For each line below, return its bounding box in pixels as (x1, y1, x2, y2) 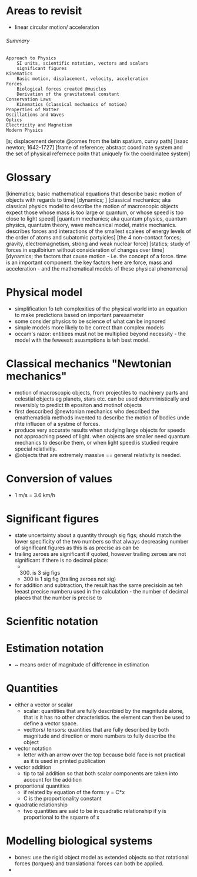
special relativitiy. (14, 445, 57, 452)
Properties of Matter (6, 107, 59, 113)
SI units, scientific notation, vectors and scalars (16, 61, 149, 66)
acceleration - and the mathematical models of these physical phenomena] (6, 265, 188, 272)
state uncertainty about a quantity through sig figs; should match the (14, 531, 181, 539)
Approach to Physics (6, 55, 57, 61)
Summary (6, 37, 30, 44)
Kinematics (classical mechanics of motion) (16, 102, 128, 108)
